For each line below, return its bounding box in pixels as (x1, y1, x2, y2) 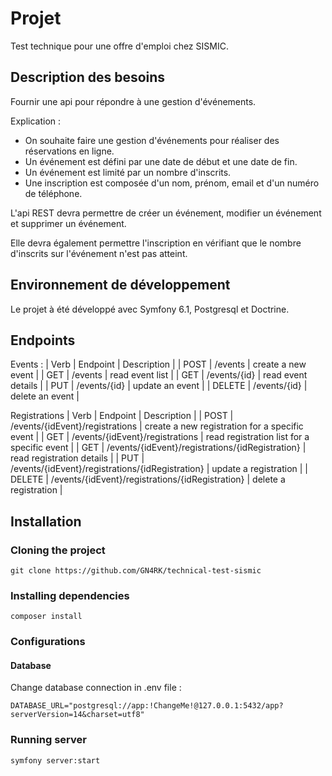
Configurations (10, 635, 86, 649)
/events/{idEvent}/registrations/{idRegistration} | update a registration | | (10, 463, 308, 475)
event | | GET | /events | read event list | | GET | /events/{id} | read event (10, 369, 308, 381)
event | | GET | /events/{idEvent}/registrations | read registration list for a (10, 431, 310, 443)
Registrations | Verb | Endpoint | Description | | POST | (10, 410, 234, 422)
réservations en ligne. (24, 145, 115, 157)
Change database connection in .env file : (10, 682, 182, 694)
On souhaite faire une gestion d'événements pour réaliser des (24, 134, 280, 146)
